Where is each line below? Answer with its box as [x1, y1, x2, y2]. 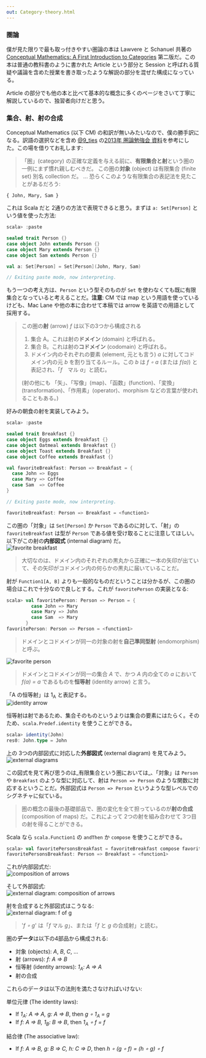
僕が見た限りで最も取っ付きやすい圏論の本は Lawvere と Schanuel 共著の [6, 45, 192, 53]
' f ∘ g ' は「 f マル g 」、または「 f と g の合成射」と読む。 [21, 922, 161, 929]
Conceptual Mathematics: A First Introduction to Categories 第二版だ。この [6, 53, 196, 60]
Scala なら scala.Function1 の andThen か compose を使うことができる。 [6, 833, 186, 841]
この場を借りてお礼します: [17, 144, 83, 152]
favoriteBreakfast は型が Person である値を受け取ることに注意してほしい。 [6, 529, 197, 537]
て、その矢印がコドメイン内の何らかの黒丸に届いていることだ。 [21, 564, 183, 572]
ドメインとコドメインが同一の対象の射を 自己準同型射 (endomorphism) [21, 637, 200, 645]
